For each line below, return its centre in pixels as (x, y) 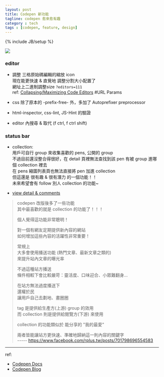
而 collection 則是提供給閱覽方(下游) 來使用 (60, 314)
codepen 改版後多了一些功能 (46, 203)
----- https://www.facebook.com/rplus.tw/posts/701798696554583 (85, 340)
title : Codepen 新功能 (27, 14)
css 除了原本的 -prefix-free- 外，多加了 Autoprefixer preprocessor (79, 103)
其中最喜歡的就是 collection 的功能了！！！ (60, 209)
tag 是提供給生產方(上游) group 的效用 (55, 308)
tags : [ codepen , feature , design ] (41, 28)
